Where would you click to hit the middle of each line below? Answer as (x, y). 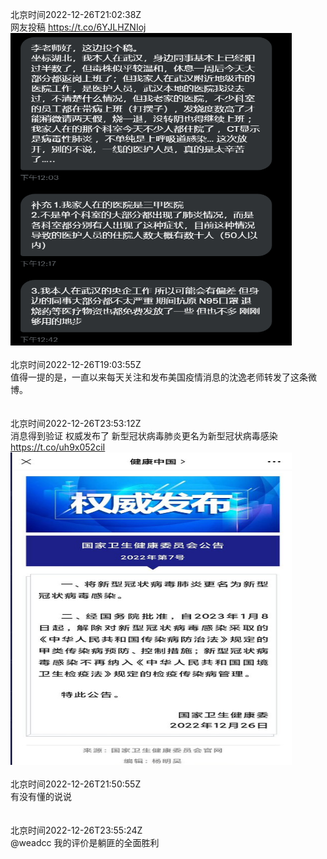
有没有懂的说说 (41, 796)
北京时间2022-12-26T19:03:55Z (76, 364)
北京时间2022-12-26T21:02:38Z (76, 14)
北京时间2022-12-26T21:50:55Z (76, 784)
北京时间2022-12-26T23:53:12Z (76, 423)
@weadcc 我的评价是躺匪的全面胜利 (85, 842)
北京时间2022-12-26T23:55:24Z (76, 830)
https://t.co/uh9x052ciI (58, 447)
